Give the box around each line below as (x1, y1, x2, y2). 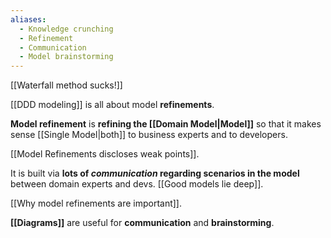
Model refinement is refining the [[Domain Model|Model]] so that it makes (10, 118, 322, 130)
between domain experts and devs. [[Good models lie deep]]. (10, 178, 264, 190)
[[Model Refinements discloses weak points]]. (10, 148, 200, 160)
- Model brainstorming (19, 52, 114, 62)
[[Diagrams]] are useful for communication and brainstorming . (10, 217, 275, 229)
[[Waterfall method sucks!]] (10, 79, 123, 91)
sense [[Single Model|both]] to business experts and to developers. (10, 129, 288, 141)
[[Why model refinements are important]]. (10, 197, 182, 210)
